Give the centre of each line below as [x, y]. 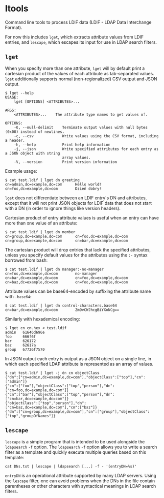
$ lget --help [20, 93]
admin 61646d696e [25, 332]
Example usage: [21, 171]
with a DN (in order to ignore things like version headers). [63, 208]
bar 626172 [21, 341]
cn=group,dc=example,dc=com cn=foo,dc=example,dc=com [67, 236]
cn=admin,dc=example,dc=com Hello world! [53, 184]
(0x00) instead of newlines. [35, 132]
